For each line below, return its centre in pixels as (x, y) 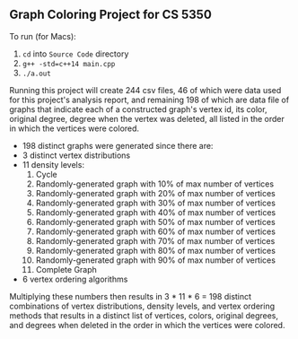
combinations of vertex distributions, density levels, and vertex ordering (142, 306)
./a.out (36, 74)
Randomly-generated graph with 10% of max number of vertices (155, 184)
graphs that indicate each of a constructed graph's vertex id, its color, (138, 109)
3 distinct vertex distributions (76, 155)
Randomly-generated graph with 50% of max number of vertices (155, 222)
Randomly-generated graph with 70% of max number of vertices (155, 240)
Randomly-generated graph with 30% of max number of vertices (156, 203)
